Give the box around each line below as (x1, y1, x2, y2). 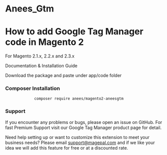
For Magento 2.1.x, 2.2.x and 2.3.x (5, 53, 75, 59)
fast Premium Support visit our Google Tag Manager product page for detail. (5, 124, 162, 130)
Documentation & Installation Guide (5, 63, 78, 69)
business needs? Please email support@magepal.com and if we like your (5, 139, 155, 145)
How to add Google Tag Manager (5, 26, 144, 37)
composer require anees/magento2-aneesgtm (34, 96, 124, 101)
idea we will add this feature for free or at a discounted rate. (5, 144, 129, 150)
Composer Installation (5, 85, 60, 92)
